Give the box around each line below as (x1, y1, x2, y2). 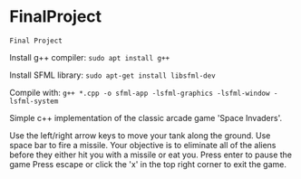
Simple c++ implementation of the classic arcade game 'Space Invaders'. (9, 112, 283, 123)
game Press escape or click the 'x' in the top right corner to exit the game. (9, 158, 287, 169)
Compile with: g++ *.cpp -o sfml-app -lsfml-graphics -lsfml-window (9, 87, 270, 98)
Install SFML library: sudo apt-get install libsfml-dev (9, 70, 216, 80)
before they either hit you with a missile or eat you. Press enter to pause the (9, 149, 293, 160)
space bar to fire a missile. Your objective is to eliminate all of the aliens (9, 139, 277, 150)
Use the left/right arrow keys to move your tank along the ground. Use (9, 129, 271, 141)
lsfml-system (9, 97, 59, 106)
